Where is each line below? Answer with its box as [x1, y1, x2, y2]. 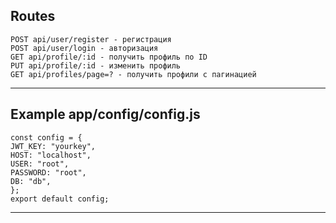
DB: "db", [10, 176, 52, 186]
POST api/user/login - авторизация [10, 43, 159, 53]
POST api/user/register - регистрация [10, 34, 172, 44]
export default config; [10, 194, 110, 204]
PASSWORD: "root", [10, 167, 87, 178]
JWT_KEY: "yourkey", [10, 141, 97, 151]
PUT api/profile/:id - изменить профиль [10, 60, 182, 71]
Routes [10, 8, 56, 25]
